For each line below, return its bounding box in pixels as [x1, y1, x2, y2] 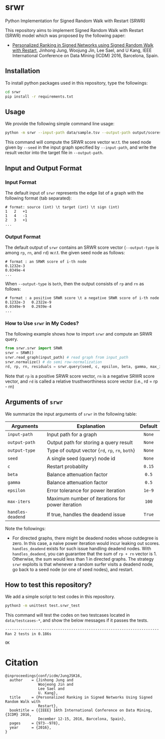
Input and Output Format [5, 164, 82, 172]
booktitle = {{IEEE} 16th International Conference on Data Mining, [9, 707, 153, 713]
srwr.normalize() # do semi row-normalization [5, 360, 102, 365]
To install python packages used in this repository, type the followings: [5, 80, 148, 86]
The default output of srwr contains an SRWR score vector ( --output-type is [5, 244, 159, 250]
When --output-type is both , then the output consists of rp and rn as [5, 281, 144, 287]
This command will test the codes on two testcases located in [5, 612, 130, 618]
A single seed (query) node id [46, 455, 115, 462]
